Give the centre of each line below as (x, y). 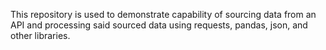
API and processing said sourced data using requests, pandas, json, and (159, 25)
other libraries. (40, 35)
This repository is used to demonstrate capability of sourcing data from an (163, 14)
